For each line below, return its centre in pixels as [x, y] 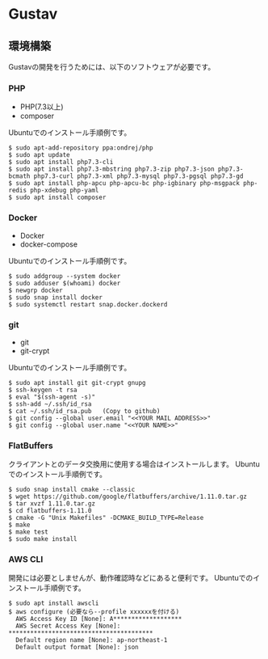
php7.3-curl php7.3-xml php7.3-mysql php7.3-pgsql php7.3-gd [138, 176]
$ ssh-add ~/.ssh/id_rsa [50, 404]
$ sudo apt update [39, 155]
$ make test [28, 532]
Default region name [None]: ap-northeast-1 [92, 640]
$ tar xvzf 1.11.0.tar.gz [52, 504]
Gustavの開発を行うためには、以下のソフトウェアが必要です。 [112, 67]
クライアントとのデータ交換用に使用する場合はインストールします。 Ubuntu [134, 464]
